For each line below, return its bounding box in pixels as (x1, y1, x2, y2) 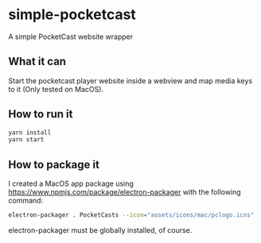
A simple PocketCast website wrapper (8, 32, 134, 41)
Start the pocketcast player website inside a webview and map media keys (8, 75, 253, 85)
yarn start (8, 136, 45, 144)
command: (8, 196, 44, 206)
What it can (8, 55, 66, 68)
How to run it (8, 107, 73, 121)
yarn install (8, 129, 52, 137)
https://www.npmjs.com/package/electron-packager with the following (8, 187, 241, 197)
